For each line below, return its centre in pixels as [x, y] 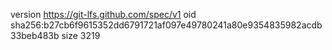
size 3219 [81, 35]
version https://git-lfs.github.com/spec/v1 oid [103, 14]
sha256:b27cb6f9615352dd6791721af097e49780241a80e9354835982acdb [166, 25]
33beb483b [35, 35]
